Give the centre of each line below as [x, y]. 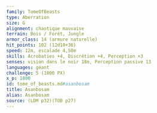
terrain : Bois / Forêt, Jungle [45, 34]
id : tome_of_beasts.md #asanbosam [48, 84]
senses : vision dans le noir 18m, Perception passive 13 [79, 62]
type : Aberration [28, 17]
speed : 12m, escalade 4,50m [41, 51]
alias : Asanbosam [28, 95]
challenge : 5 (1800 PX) [36, 73]
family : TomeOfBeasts [33, 12]
